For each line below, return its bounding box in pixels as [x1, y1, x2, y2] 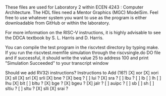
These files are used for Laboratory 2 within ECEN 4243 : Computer [5, 4, 144, 10]
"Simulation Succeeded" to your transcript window [5, 60, 109, 66]
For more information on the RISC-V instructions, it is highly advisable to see [5, 30, 161, 35]
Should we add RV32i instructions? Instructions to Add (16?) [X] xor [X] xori [5, 70, 159, 76]
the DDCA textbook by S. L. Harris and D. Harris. [5, 35, 104, 41]
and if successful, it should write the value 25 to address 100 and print [5, 55, 149, 61]
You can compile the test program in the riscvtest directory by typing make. [5, 45, 160, 50]
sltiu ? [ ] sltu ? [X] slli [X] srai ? [5, 86, 68, 91]
